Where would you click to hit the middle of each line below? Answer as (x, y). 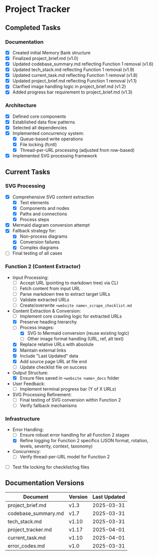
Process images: (37, 328)
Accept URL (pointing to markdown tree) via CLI (69, 283)
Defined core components (39, 116)
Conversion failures (40, 242)
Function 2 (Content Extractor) (43, 267)
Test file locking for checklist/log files (51, 467)
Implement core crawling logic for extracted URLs (71, 316)
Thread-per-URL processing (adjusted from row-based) (77, 150)
